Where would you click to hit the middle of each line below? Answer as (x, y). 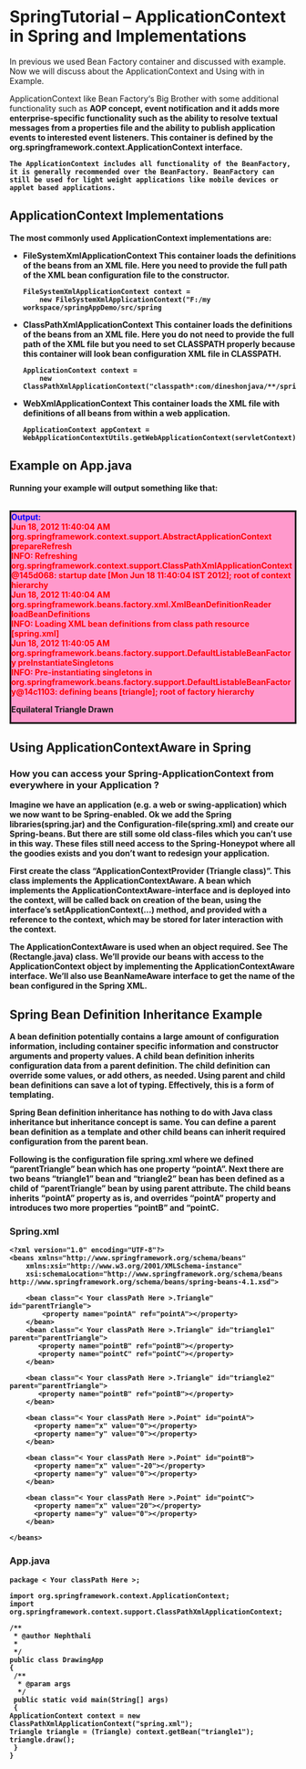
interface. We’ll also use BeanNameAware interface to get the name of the (153, 976)
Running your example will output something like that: (114, 488)
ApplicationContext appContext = (86, 430)
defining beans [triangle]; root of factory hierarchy (157, 691)
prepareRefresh (42, 546)
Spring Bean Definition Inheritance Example (136, 1014)
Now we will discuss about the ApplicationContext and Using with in (137, 71)
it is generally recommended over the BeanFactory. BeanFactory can (142, 172)
